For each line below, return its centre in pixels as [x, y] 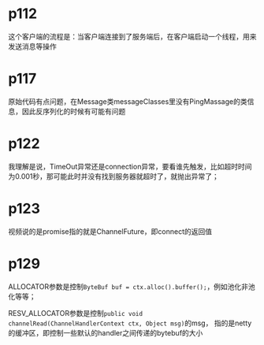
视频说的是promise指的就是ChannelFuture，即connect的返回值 [110, 231]
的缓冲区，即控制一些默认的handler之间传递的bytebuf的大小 [106, 332]
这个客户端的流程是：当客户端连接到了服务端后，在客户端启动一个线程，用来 [132, 36]
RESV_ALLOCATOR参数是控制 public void [76, 313]
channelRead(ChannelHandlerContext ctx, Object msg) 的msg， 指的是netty [130, 323]
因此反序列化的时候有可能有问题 [74, 111]
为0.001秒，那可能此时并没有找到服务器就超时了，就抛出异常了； [113, 176]
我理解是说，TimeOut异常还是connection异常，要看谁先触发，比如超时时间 [130, 166]
